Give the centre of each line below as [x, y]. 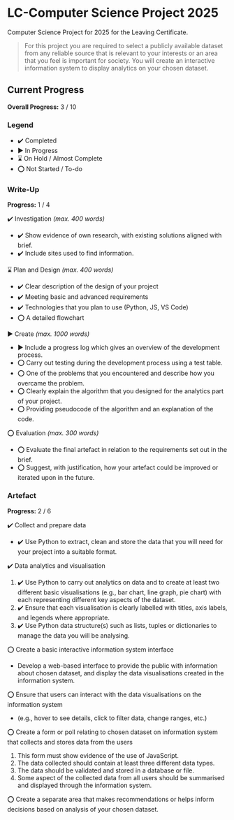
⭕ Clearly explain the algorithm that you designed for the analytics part [120, 391]
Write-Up [23, 189]
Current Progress [46, 90]
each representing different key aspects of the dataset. [96, 599]
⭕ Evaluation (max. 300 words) [53, 433]
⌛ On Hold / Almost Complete [60, 159]
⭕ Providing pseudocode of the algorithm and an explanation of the [115, 409]
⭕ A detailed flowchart [51, 318]
